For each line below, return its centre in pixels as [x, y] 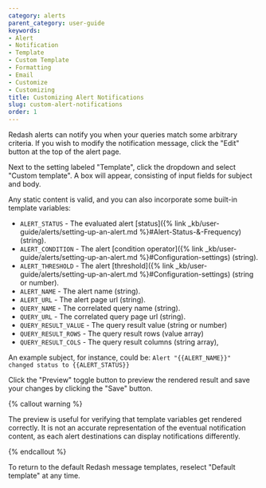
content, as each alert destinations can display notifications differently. [124, 436]
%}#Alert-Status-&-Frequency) [190, 232]
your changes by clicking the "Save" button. [80, 388]
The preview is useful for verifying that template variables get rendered [125, 419]
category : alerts [37, 16]
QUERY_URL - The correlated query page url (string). [102, 317]
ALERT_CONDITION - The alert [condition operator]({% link [111, 249]
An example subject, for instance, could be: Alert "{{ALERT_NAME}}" [120, 357]
